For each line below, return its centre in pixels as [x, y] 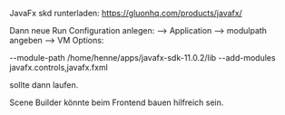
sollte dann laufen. [44, 85]
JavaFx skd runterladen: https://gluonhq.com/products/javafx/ [126, 13]
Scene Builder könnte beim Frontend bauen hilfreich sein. [117, 102]
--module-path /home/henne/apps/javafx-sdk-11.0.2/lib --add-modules [142, 57]
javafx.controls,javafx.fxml [59, 67]
